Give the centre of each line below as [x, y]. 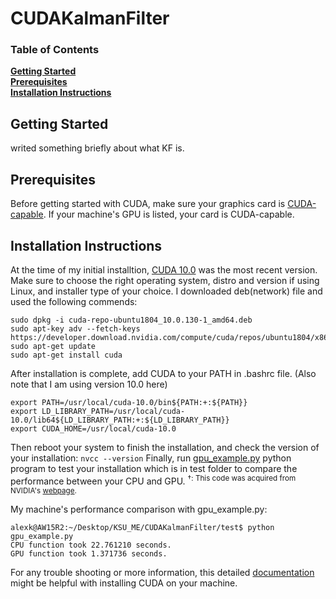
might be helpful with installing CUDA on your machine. [124, 583]
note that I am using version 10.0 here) [89, 384]
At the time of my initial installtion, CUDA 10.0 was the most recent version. [164, 269]
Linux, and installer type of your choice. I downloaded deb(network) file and [166, 291]
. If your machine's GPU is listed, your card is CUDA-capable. [169, 214]
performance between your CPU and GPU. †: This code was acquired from [153, 480]
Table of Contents [55, 50]
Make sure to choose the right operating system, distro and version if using [165, 280]
